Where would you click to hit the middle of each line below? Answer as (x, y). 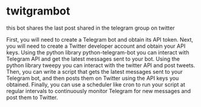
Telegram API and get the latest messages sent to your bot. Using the (93, 59)
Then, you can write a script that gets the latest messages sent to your (95, 71)
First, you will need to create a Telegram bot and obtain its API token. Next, (100, 39)
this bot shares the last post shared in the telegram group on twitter (90, 28)
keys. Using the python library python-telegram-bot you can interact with (98, 52)
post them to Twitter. (32, 97)
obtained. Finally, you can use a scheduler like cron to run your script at (96, 84)
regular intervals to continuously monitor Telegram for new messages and (99, 91)
